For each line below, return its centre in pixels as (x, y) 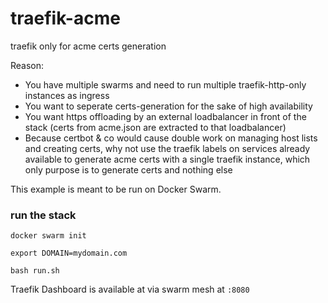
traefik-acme (65, 18)
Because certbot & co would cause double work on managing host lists (171, 138)
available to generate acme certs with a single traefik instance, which (167, 159)
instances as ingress (67, 95)
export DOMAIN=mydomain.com (69, 253)
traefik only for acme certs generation (88, 46)
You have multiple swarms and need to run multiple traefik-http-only (165, 84)
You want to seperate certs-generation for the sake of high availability (168, 106)
